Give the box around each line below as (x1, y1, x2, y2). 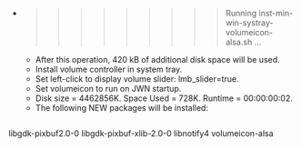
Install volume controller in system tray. (35, 64, 183, 74)
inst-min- (257, 8, 294, 18)
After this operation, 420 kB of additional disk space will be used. (35, 54, 280, 64)
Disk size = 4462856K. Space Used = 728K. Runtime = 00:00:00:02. (35, 93, 293, 104)
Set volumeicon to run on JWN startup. (35, 84, 182, 94)
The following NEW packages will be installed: (35, 103, 208, 113)
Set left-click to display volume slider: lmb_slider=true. (35, 74, 239, 84)
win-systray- (225, 17, 274, 28)
